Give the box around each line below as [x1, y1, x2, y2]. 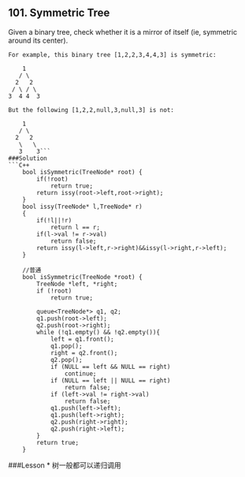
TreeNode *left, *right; [36, 280, 118, 288]
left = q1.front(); [50, 335, 114, 343]
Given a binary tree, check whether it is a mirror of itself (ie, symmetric [8, 27, 238, 36]
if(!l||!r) [36, 216, 72, 224]
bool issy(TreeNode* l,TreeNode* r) [22, 203, 143, 211]
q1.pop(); [50, 342, 83, 350]
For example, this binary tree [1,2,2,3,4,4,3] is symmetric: [8, 50, 217, 58]
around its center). [8, 35, 69, 45]
